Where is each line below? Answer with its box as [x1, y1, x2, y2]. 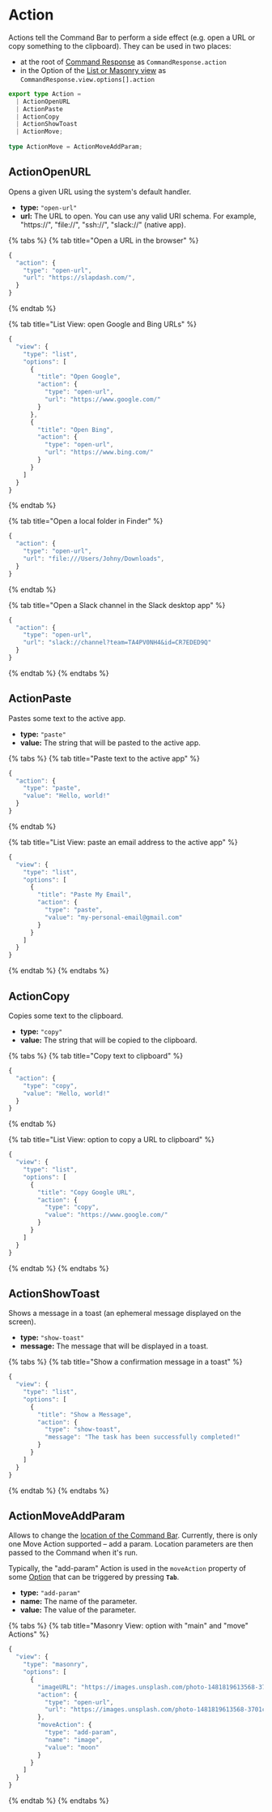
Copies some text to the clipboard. [8, 1011, 124, 1020]
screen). [8, 1317, 36, 1327]
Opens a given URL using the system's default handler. [8, 187, 192, 196]
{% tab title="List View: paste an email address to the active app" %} [8, 837, 238, 847]
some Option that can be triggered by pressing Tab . [8, 1573, 180, 1582]
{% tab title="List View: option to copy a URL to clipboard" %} [8, 1135, 215, 1145]
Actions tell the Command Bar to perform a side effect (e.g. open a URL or [8, 32, 256, 42]
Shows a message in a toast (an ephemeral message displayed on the [8, 1309, 241, 1318]
